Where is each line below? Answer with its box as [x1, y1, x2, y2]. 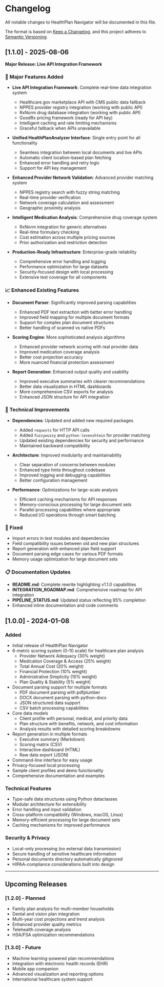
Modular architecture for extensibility [12, 801, 87, 807]
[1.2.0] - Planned [5, 894, 45, 901]
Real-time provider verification [19, 195, 81, 201]
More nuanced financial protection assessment [19, 359, 114, 365]
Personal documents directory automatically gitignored [12, 856, 123, 862]
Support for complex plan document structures [19, 320, 114, 326]
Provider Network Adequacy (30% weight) [19, 653, 105, 658]
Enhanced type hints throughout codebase [19, 467, 106, 473]
